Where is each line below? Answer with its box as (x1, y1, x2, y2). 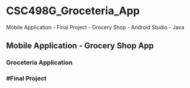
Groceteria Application (6, 58, 73, 67)
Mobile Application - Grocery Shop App (6, 41, 155, 51)
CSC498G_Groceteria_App (6, 4, 140, 18)
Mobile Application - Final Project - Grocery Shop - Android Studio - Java (6, 24, 185, 31)
